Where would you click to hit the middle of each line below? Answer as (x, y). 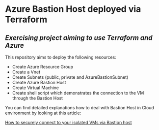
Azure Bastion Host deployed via (73, 9)
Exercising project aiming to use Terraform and (79, 38)
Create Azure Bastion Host (39, 82)
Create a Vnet (26, 72)
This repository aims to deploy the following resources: (61, 57)
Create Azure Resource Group (43, 67)
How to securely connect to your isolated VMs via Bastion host (68, 122)
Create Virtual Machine (35, 88)
